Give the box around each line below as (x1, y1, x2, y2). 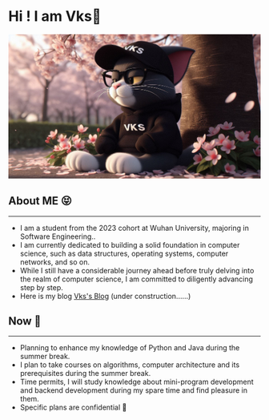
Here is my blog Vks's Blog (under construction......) (19, 291, 191, 301)
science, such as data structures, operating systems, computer (19, 248, 229, 258)
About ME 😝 (8, 194, 72, 208)
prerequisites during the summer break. (19, 369, 151, 378)
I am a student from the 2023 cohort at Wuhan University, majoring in (19, 223, 250, 232)
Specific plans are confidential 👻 (19, 402, 127, 412)
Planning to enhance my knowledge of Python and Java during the (19, 343, 240, 353)
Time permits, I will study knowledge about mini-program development (19, 377, 254, 387)
